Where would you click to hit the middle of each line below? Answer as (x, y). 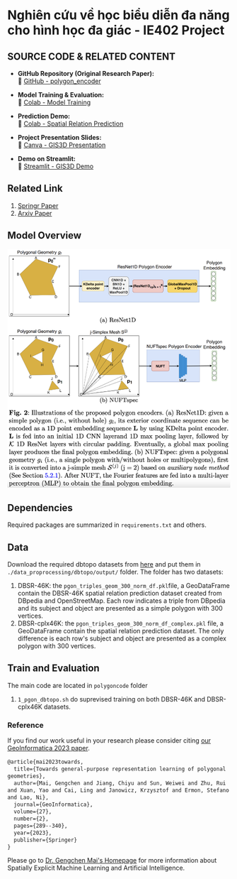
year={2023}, (33, 833)
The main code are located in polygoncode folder (77, 685)
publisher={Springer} (46, 840)
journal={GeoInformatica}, (53, 805)
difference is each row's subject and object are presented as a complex (122, 638)
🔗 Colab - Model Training (54, 102)
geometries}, (27, 776)
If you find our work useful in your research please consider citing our (109, 741)
